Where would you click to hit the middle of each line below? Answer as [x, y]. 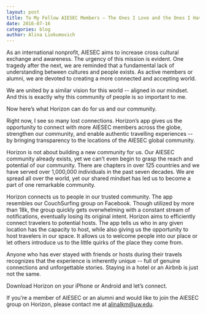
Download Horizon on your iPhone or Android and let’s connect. [87, 286]
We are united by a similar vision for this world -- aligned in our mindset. [97, 90]
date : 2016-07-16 [29, 23]
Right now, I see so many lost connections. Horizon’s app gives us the [94, 121]
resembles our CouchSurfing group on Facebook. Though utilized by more [100, 203]
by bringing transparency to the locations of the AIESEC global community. [101, 140]
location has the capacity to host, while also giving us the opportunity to [97, 230]
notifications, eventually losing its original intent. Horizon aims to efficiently [101, 216]
